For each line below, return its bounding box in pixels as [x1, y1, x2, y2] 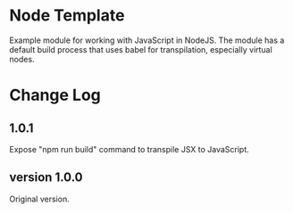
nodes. [9, 53, 35, 64]
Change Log [9, 86, 101, 105]
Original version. [9, 193, 70, 204]
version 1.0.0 [9, 170, 83, 185]
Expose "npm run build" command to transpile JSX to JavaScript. [9, 143, 250, 154]
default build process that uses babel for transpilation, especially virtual [9, 44, 272, 54]
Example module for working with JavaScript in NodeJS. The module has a [9, 35, 285, 45]
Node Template [9, 5, 125, 26]
